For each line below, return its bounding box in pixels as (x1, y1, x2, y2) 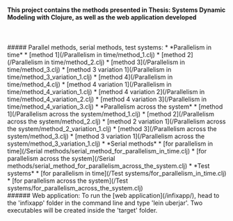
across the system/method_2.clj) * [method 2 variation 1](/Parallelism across (7, 117, 226, 125)
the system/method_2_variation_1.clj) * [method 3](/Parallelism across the (7, 125, 217, 133)
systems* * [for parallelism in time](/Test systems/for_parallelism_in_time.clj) (7, 169, 227, 178)
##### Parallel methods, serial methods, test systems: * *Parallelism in (7, 43, 212, 52)
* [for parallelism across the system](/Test (7, 176, 129, 185)
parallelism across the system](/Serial (7, 154, 115, 163)
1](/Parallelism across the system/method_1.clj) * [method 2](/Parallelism (7, 110, 214, 119)
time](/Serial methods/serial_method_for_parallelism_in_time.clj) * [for (7, 147, 207, 155)
